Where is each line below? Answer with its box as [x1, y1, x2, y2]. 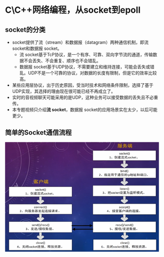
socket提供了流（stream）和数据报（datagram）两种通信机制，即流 [12, 40, 149, 45]
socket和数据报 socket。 [12, 46, 62, 51]
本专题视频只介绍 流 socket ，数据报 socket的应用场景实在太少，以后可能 [12, 107, 158, 113]
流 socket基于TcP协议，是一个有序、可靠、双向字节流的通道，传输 [19, 52, 153, 57]
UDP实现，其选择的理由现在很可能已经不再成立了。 [12, 89, 116, 94]
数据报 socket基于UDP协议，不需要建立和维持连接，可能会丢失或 [19, 64, 150, 70]
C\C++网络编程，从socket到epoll [5, 4, 141, 16]
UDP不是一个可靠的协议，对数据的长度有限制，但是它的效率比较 [28, 70, 157, 76]
